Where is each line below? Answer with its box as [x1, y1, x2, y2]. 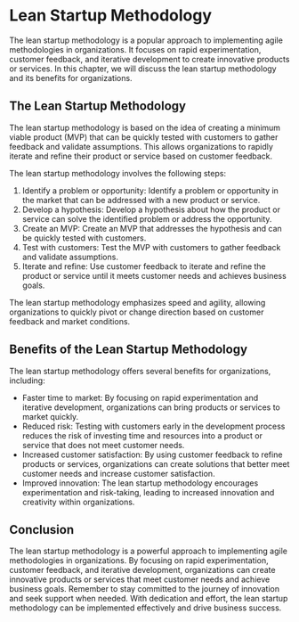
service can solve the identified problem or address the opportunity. [21, 213, 272, 224]
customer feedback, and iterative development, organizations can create [9, 565, 276, 576]
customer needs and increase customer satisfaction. [21, 468, 215, 479]
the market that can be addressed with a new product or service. [21, 194, 261, 205]
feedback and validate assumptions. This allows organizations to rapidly [9, 141, 274, 151]
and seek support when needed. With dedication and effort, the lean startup [9, 593, 288, 604]
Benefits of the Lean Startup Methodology [9, 342, 247, 357]
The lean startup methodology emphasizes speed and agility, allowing [9, 297, 266, 307]
